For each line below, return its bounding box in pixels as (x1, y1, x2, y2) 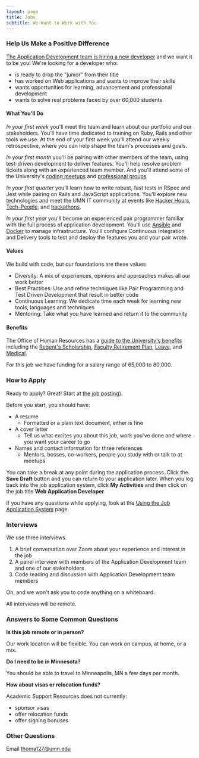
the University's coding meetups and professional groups (6, 172, 147, 179)
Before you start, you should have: (6, 401, 90, 408)
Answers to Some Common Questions (6, 615, 119, 623)
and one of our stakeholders (14, 564, 84, 571)
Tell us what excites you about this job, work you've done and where (23, 431, 192, 439)
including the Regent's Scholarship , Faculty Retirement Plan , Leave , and (6, 343, 182, 350)
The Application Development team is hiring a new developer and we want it (6, 53, 193, 60)
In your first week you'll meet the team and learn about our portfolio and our (6, 123, 192, 130)
